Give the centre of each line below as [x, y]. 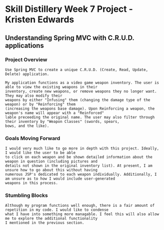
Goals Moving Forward [33, 138]
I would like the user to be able [41, 153]
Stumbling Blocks [27, 195]
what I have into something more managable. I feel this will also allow [82, 214]
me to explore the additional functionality [51, 219]
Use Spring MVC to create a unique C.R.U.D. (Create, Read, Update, [77, 70]
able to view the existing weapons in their [51, 87]
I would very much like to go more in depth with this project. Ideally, [82, 149]
